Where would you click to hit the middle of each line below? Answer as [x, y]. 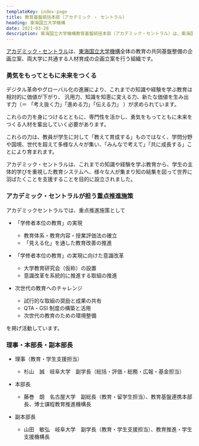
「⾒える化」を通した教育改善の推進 [68, 243]
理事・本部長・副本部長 [39, 345]
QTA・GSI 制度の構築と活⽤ [57, 308]
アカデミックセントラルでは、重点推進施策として [66, 210]
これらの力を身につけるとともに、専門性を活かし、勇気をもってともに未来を [99, 117]
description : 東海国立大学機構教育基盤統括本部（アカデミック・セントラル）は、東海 [98, 34]
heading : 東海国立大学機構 [36, 23]
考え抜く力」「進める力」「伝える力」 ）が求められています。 [106, 104]
